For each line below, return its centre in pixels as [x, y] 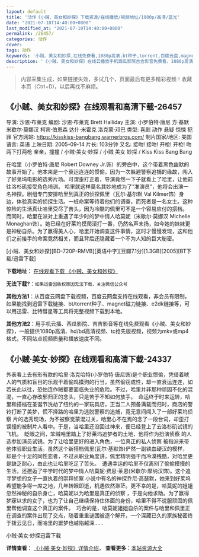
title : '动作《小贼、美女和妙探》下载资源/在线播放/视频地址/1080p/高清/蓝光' [93, 17]
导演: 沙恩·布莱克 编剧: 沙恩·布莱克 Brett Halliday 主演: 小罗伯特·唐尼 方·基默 [98, 122]
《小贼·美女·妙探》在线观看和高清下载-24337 [89, 359]
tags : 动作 [19, 50]
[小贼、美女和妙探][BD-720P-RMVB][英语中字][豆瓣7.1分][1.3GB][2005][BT [96, 251]
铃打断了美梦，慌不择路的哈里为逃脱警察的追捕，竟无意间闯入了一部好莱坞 [97, 412]
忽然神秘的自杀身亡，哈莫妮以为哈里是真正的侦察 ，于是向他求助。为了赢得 [98, 494]
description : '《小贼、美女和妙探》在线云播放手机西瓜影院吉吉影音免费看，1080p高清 [100, 61]
